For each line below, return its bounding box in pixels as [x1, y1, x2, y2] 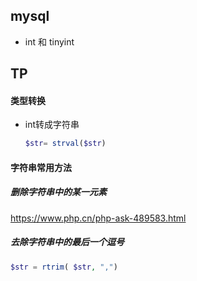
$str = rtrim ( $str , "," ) [10, 262, 118, 272]
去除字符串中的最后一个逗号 [10, 236, 125, 248]
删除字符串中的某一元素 [10, 186, 107, 198]
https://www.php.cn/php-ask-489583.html [10, 212, 187, 224]
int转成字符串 [24, 119, 80, 131]
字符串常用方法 [10, 161, 72, 173]
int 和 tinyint [24, 35, 75, 48]
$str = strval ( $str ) [24, 139, 107, 149]
